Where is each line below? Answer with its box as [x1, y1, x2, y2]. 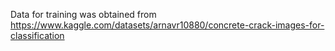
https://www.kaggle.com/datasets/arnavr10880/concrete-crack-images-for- [10, 19, 325, 31]
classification [10, 30, 65, 41]
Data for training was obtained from [10, 9, 157, 20]
